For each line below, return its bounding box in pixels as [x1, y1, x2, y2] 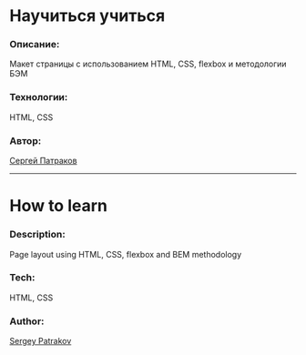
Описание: [9, 38, 60, 51]
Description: [9, 228, 66, 241]
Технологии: [9, 91, 68, 104]
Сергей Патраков [9, 156, 77, 167]
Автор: [9, 134, 42, 147]
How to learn [9, 196, 107, 217]
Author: [9, 315, 45, 328]
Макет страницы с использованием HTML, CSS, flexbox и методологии [9, 58, 287, 69]
